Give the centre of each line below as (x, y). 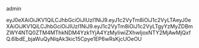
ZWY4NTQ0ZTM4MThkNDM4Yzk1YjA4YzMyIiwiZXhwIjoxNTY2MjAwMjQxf (99, 33)
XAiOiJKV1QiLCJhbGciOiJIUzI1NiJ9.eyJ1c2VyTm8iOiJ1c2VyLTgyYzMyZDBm (100, 26)
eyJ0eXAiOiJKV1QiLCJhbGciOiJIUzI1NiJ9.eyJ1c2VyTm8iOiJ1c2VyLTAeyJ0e (99, 20)
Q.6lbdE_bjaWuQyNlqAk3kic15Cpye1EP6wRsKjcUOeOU (74, 39)
